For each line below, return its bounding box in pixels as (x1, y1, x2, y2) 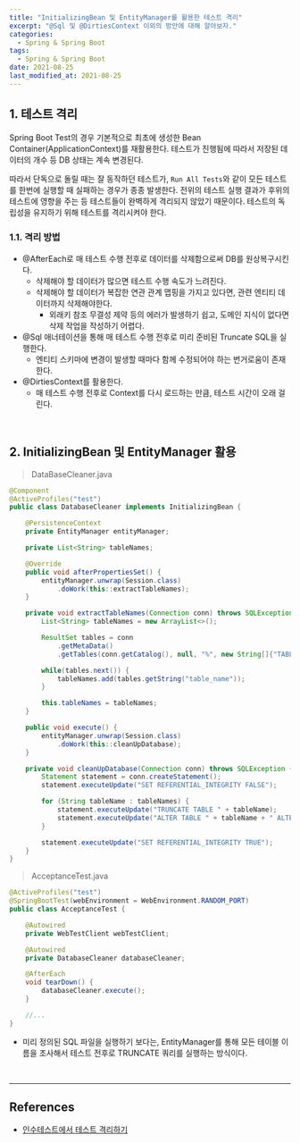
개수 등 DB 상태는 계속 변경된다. (32, 154, 145, 165)
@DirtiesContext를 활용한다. (21, 376, 123, 387)
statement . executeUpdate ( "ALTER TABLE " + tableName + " (56, 813, 274, 822)
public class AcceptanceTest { (9, 904, 126, 914)
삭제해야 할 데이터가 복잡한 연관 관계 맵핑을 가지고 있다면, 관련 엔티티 (35, 287, 277, 298)
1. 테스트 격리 (9, 106, 78, 122)
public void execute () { (25, 723, 118, 733)
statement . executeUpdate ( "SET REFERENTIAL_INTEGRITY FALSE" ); (41, 781, 278, 790)
